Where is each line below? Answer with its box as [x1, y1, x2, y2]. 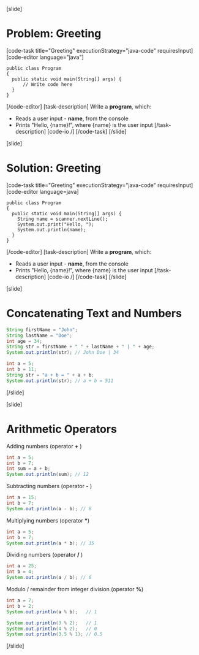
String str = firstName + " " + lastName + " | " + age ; [6, 343, 155, 350]
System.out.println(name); [17, 226, 86, 232]
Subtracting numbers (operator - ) [6, 483, 92, 490]
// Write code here [22, 81, 72, 88]
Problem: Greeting [6, 27, 102, 40]
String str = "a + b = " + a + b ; [6, 372, 95, 378]
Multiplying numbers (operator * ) [6, 516, 90, 524]
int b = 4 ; [6, 569, 34, 575]
